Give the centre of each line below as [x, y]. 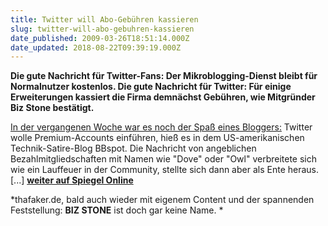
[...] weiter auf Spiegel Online [72, 180]
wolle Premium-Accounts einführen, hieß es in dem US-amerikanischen [157, 138]
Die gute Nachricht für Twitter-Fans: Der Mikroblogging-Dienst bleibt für [164, 76]
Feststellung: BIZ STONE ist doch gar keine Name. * [117, 210]
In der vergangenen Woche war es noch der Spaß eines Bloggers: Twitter [161, 127]
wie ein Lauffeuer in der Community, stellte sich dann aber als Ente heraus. [165, 170]
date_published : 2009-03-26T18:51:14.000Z [100, 38]
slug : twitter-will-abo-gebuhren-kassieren [102, 29]
